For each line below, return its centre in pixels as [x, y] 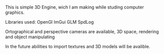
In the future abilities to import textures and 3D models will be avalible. [78, 46]
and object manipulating [30, 37]
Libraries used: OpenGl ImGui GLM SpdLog [49, 22]
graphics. [15, 12]
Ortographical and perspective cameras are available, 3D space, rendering [82, 31]
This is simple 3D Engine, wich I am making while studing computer [74, 7]
